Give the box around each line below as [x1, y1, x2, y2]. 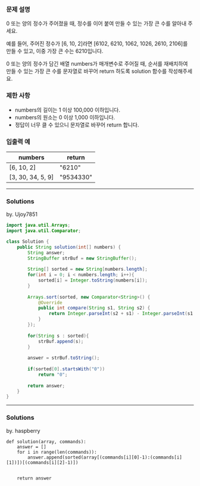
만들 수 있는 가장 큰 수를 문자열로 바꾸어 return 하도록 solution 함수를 [6, 67, 167, 75]
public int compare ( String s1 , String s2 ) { [37, 305, 151, 311]
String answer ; [27, 249, 65, 256]
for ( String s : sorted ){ [27, 333, 89, 339]
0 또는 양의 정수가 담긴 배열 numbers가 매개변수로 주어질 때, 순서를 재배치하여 [6, 60, 188, 67]
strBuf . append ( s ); [37, 338, 84, 344]
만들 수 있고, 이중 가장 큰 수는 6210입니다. [6, 48, 104, 55]
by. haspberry [6, 427, 40, 434]
